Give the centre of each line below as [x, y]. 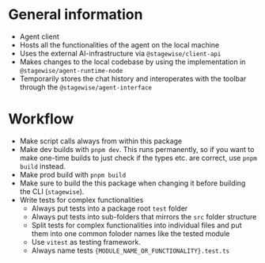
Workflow [41, 119]
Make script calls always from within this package [101, 141]
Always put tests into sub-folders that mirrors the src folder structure [144, 216]
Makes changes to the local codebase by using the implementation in [132, 62]
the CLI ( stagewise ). [52, 191]
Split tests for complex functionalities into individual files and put [136, 225]
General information [76, 15]
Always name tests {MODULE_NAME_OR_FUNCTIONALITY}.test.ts [131, 250]
